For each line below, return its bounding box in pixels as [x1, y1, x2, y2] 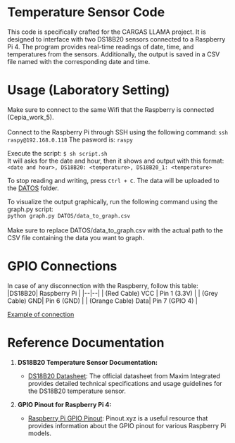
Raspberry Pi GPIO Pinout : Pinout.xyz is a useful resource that [27, 413, 208, 423]
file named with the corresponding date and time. [7, 57, 151, 65]
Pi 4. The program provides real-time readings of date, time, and [7, 42, 194, 51]
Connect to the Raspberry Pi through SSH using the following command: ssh [7, 127, 229, 136]
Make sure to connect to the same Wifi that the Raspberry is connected [7, 105, 215, 113]
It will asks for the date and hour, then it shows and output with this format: [7, 156, 224, 165]
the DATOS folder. [7, 184, 60, 192]
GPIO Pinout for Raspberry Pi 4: [17, 400, 112, 408]
